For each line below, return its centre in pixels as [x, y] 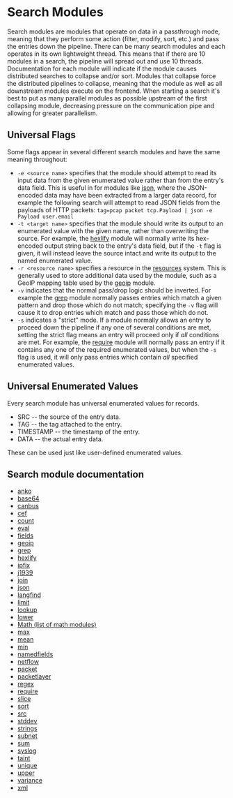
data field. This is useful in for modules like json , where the [102, 187]
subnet [27, 736]
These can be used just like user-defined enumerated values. [95, 452]
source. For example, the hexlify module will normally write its [106, 238]
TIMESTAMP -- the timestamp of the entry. [79, 431]
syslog [27, 751]
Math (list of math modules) [57, 625]
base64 [28, 498]
